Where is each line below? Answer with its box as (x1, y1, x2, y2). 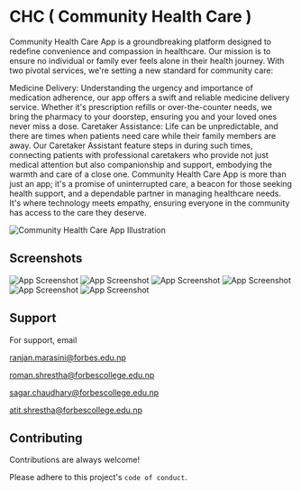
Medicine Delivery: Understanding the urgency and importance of (9, 82, 254, 93)
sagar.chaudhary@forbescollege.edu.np (9, 386, 160, 398)
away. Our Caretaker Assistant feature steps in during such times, (9, 140, 254, 151)
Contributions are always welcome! (9, 454, 141, 466)
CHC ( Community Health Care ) (9, 6, 252, 27)
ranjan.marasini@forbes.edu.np (9, 352, 126, 363)
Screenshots (9, 251, 83, 266)
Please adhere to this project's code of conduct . (9, 472, 187, 483)
